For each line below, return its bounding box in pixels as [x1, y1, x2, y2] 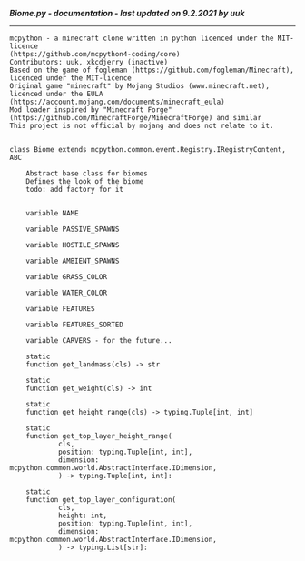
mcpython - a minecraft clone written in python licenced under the [9, 34, 274, 43]
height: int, [57, 511, 107, 520]
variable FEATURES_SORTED [25, 320, 124, 329]
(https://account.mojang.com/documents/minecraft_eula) [9, 97, 225, 106]
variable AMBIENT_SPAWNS [25, 256, 120, 265]
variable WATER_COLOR [25, 288, 107, 297]
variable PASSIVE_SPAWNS [25, 225, 120, 234]
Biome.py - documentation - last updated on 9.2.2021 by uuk [9, 8, 245, 18]
